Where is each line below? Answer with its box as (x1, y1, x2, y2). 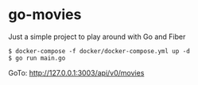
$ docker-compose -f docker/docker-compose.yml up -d (8, 47, 191, 55)
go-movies (8, 6, 82, 24)
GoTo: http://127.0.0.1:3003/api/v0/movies (8, 68, 145, 77)
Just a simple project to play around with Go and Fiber (8, 32, 186, 41)
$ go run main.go (8, 54, 66, 62)
